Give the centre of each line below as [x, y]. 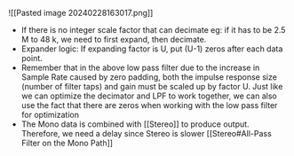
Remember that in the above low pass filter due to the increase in [140, 67]
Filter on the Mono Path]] [67, 143]
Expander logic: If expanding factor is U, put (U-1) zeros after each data [152, 49]
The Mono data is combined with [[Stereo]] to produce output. [135, 124]
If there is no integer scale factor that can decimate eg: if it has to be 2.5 [153, 30]
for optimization [50, 115]
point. [32, 58]
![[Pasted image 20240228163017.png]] [81, 13]
